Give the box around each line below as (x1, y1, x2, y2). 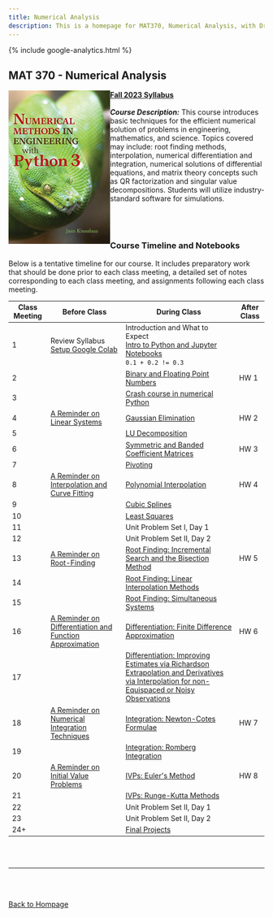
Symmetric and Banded (125, 440, 205, 450)
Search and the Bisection (125, 554, 210, 563)
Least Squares (125, 511, 174, 520)
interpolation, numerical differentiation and (110, 150, 253, 160)
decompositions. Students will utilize (110, 185, 233, 195)
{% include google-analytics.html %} (8, 45, 132, 54)
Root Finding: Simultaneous (125, 593, 218, 603)
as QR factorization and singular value (110, 176, 237, 186)
